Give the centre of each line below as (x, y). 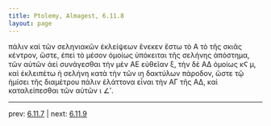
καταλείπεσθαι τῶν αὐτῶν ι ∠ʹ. (61, 90)
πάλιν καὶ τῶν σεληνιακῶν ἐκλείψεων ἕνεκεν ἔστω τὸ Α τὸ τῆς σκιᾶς (125, 46)
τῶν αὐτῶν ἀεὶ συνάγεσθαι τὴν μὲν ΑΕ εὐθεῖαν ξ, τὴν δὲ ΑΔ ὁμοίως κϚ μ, (132, 64)
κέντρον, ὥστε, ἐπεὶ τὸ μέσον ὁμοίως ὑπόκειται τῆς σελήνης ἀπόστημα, (129, 55)
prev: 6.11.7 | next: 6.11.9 (48, 113)
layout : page (30, 23)
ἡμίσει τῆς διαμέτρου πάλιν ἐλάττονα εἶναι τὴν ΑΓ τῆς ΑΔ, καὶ (113, 82)
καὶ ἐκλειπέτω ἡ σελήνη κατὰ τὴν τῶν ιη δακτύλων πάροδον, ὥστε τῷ (126, 73)
